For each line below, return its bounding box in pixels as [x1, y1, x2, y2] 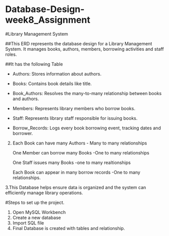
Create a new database [12, 214, 62, 220]
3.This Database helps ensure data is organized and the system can [5, 184, 146, 190]
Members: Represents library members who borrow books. [12, 105, 135, 111]
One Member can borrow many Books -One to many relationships [12, 149, 150, 155]
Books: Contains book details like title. [12, 81, 92, 87]
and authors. [12, 96, 39, 102]
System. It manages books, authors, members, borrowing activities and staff [5, 46, 164, 52]
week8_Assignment [5, 14, 91, 26]
